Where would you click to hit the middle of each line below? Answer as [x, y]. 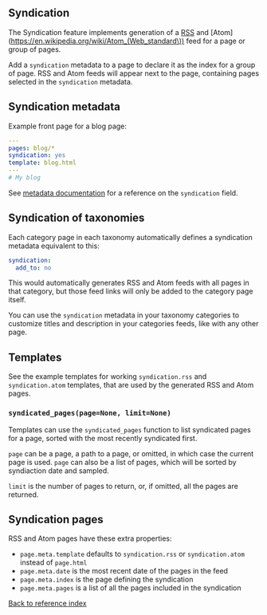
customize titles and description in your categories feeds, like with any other [133, 324]
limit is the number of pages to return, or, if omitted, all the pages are [124, 486]
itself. [17, 300]
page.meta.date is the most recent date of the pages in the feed [124, 571]
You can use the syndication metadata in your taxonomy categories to [124, 315]
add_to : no [33, 268]
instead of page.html [53, 562]
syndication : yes [37, 156]
